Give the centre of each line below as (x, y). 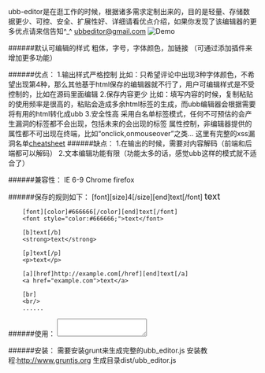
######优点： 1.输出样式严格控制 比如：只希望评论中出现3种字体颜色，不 (128, 74)
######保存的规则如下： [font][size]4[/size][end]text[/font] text (114, 197)
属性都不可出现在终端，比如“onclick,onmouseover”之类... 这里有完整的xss (128, 133)
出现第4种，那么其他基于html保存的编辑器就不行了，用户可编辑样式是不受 (134, 84)
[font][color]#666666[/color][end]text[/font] (100, 212)
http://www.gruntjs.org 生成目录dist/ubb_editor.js (97, 360)
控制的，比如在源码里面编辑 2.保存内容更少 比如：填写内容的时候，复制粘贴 (131, 94)
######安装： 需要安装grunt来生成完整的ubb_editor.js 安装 (105, 350)
